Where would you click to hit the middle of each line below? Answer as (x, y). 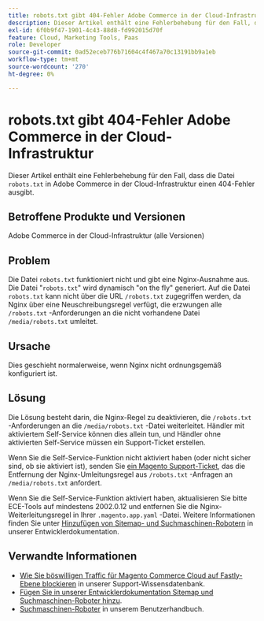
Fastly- (231, 575)
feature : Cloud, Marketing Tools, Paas (73, 37)
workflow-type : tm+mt (44, 60)
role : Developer (35, 45)
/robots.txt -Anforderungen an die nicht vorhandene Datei (104, 313)
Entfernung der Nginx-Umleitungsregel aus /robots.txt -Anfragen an (121, 474)
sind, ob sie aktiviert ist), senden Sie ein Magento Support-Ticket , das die (127, 466)
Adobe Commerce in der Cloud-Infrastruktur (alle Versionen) (106, 236)
